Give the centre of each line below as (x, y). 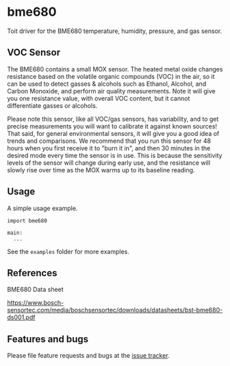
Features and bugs (48, 339)
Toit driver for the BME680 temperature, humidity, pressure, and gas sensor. (115, 31)
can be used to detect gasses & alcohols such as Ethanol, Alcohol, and (107, 84)
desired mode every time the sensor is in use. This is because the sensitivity (115, 155)
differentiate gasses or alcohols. (52, 105)
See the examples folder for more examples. (68, 251)
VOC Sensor (34, 53)
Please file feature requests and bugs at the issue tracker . (88, 356)
